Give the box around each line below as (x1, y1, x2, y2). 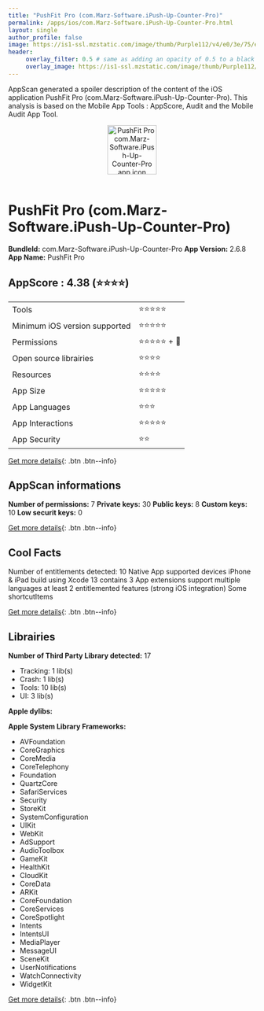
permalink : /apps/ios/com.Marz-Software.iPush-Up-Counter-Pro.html (8, 19, 234, 27)
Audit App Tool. (8, 109, 59, 119)
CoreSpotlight (19, 912, 65, 921)
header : (8, 48, 34, 56)
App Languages (12, 402, 71, 412)
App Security (12, 434, 60, 445)
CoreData (19, 879, 51, 888)
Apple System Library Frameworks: (8, 721, 126, 731)
